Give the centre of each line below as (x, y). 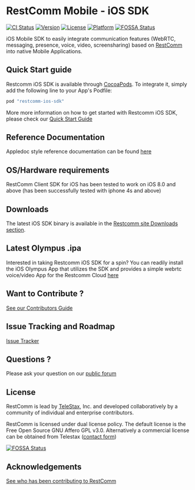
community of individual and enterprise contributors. (70, 413)
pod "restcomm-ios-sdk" (35, 101)
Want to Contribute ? (45, 294)
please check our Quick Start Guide (49, 119)
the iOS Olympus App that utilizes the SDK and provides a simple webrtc (94, 269)
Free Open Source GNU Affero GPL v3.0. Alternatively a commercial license (98, 430)
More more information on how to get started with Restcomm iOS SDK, (92, 112)
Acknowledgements (44, 467)
